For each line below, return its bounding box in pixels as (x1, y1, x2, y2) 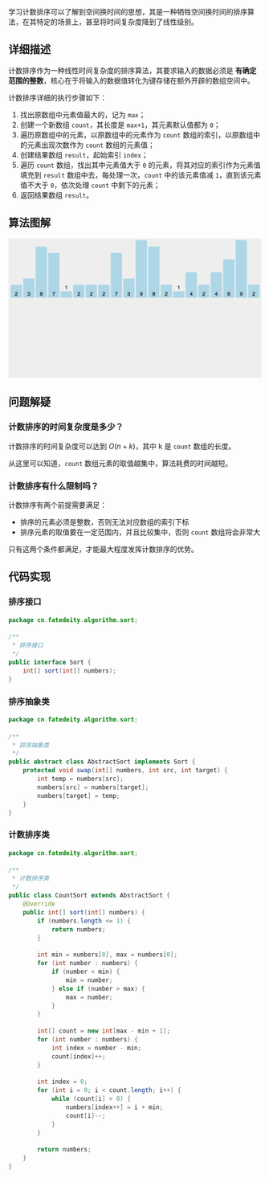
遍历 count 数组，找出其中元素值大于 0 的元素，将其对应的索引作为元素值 (19, 160, 261, 170)
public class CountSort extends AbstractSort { (8, 891, 171, 900)
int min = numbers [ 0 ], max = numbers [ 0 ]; (37, 951, 178, 959)
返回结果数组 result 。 (19, 190, 94, 199)
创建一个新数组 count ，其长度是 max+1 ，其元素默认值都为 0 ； (19, 120, 221, 129)
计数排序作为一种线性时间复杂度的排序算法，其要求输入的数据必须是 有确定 (8, 65, 257, 75)
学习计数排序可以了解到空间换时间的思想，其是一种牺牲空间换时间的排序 (8, 7, 247, 16)
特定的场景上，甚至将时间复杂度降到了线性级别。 (35, 17, 198, 27)
